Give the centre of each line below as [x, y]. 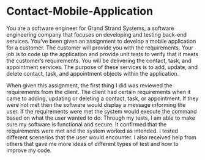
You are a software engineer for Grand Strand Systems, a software [90, 28]
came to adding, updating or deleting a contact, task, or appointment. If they [102, 98]
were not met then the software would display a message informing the [96, 104]
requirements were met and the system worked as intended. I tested [92, 131]
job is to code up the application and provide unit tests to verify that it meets [102, 54]
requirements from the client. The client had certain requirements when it [99, 92]
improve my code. [29, 150]
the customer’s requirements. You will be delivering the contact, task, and [99, 60]
